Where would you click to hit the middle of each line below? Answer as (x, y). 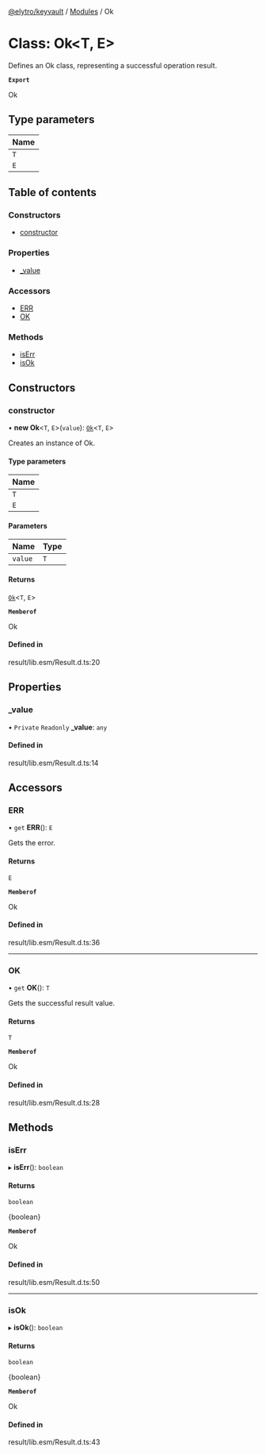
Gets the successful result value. (62, 1003)
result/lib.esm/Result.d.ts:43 (54, 1442)
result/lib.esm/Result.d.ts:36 (54, 942)
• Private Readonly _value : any (58, 727)
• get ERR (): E (30, 828)
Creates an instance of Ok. (52, 443)
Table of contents (52, 192)
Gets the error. (32, 843)
